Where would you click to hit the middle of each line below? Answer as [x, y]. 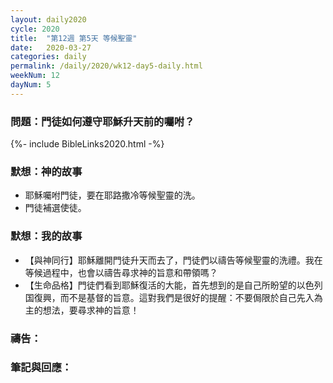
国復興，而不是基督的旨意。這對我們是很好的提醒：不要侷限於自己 [160, 297]
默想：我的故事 [46, 236]
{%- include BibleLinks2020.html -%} [87, 144]
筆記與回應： [41, 368]
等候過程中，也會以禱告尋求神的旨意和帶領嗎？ [121, 272]
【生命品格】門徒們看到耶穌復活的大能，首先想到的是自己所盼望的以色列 [173, 285]
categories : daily [48, 57]
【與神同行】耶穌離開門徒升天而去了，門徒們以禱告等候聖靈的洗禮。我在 [173, 260]
